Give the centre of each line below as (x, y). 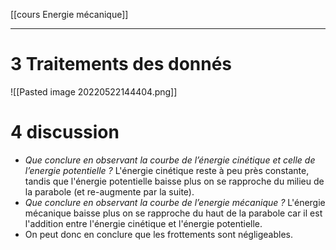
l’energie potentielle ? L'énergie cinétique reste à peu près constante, (167, 170)
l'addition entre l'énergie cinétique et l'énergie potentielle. (143, 223)
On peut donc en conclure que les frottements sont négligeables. (159, 234)
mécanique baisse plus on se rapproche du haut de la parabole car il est (173, 213)
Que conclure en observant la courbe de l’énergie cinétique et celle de (170, 160)
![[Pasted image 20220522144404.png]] (94, 91)
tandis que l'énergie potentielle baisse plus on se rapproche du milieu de (174, 181)
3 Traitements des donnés (121, 64)
